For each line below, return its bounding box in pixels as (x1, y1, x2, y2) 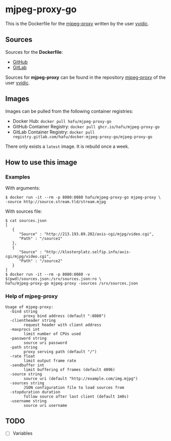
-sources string (10, 380, 44, 386)
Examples (5, 173, 31, 180)
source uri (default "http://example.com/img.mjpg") (23, 376, 138, 381)
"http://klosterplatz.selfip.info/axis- (44, 250, 131, 255)
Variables (12, 430, 33, 436)
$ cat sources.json (5, 218, 47, 224)
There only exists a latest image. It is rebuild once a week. (5, 143, 129, 149)
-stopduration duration (10, 389, 60, 394)
